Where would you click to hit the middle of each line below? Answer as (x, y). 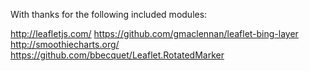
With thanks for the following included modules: (109, 14)
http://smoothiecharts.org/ (65, 44)
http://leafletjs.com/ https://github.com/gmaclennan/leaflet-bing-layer (154, 33)
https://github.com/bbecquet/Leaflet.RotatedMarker (117, 55)
